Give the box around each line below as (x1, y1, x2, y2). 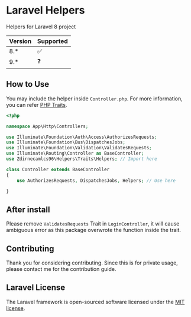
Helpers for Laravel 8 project (6, 23, 76, 30)
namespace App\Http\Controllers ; (6, 123, 89, 129)
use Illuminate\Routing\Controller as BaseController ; (6, 151, 144, 156)
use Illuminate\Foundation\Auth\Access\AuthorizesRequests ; (6, 134, 158, 140)
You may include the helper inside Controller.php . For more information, (6, 95, 183, 102)
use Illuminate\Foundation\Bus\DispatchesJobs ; (6, 139, 126, 145)
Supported (37, 37, 68, 45)
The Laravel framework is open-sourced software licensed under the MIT (6, 298, 185, 305)
